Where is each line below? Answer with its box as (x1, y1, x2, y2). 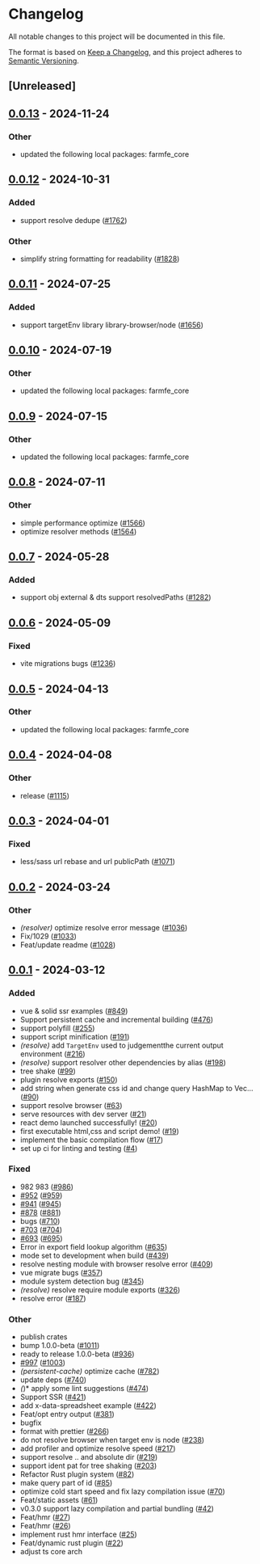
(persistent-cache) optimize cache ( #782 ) (19, 1367, 160, 1376)
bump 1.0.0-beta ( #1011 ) (19, 1341, 100, 1351)
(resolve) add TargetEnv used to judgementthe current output (19, 1040, 224, 1050)
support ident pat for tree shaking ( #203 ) (19, 1461, 157, 1471)
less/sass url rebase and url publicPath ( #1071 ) (19, 857, 176, 866)
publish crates (19, 1332, 68, 1342)
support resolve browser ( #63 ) (19, 1100, 123, 1110)
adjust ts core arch (19, 1547, 83, 1557)
